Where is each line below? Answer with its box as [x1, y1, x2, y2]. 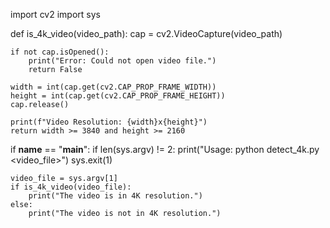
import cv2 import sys [10, 9, 101, 20]
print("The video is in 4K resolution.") [28, 191, 203, 201]
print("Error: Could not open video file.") [28, 56, 217, 66]
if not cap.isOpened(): [10, 47, 110, 57]
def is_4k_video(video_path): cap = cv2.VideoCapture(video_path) [10, 28, 283, 39]
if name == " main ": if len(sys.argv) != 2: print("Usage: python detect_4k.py [10, 144, 320, 155]
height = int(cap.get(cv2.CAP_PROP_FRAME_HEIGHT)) [10, 91, 226, 101]
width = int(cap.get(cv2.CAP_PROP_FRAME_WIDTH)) [10, 82, 217, 92]
